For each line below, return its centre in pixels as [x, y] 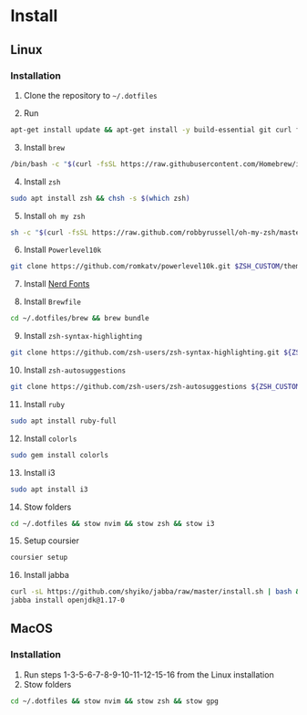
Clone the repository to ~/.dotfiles [90, 95]
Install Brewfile [52, 301]
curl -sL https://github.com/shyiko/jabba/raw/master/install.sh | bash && [157, 592]
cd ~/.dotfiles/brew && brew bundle [80, 319]
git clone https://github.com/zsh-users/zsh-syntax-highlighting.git [145, 352]
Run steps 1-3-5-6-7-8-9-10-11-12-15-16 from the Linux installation [148, 674]
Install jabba [46, 575]
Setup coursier [51, 541]
